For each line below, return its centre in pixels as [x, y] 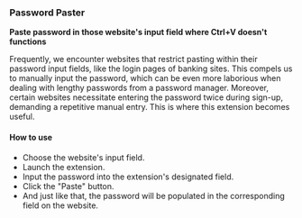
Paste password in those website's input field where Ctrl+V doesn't [138, 32]
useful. [22, 117]
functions [28, 41]
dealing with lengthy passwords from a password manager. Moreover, [139, 88]
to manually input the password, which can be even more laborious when [145, 78]
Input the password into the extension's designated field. [128, 177]
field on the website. [60, 205]
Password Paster [47, 13]
